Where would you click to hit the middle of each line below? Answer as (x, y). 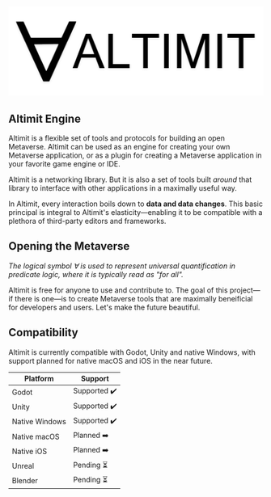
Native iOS (29, 451)
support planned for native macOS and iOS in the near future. (110, 360)
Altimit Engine (44, 118)
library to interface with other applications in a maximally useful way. (123, 188)
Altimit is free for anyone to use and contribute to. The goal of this (118, 290)
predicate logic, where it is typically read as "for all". (96, 274)
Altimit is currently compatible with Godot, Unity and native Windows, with (132, 352)
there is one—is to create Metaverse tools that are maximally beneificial (134, 298)
